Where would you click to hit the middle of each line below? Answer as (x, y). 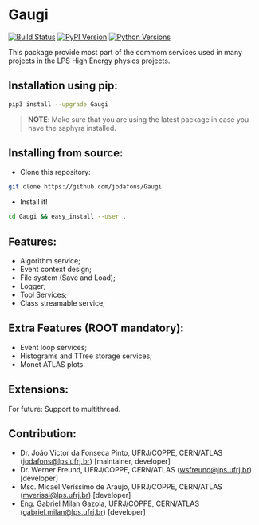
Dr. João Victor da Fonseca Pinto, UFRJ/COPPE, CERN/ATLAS (121, 453)
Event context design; (55, 269)
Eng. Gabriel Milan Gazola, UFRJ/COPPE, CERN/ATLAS (110, 503)
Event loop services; (53, 347)
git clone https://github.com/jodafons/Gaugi (85, 187)
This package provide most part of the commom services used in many (126, 52)
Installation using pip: (63, 86)
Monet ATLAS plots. (53, 364)
